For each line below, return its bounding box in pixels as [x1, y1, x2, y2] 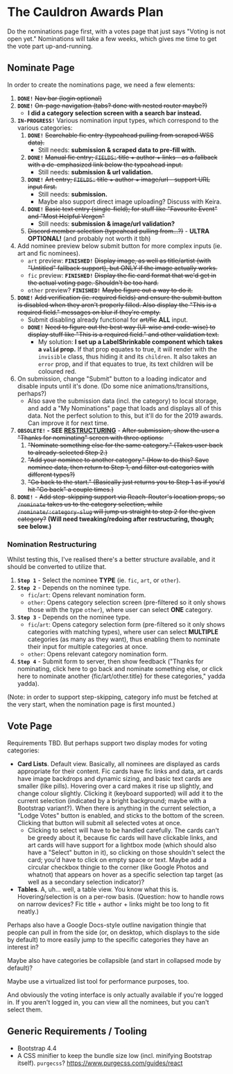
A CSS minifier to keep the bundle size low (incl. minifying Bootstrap [17, 1051, 212, 1059]
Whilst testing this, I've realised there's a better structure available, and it [7, 555, 216, 563]
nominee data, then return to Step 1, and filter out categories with [27, 463, 214, 471]
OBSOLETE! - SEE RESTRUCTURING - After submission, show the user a [17, 426, 220, 434]
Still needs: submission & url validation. [37, 167, 153, 176]
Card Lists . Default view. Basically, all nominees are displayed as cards [17, 759, 221, 768]
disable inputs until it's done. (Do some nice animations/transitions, [17, 381, 209, 390]
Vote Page [7, 720, 53, 732]
